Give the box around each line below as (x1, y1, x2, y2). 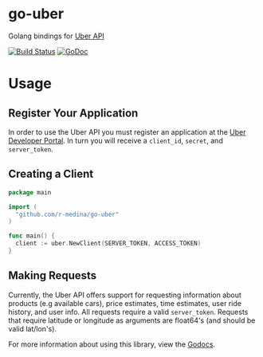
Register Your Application (8, 106, 139, 120)
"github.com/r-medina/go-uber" (15, 210, 120, 218)
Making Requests (8, 269, 97, 283)
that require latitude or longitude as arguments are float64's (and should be (8, 316, 256, 325)
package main (8, 188, 52, 196)
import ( (8, 202, 37, 211)
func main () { (8, 232, 56, 240)
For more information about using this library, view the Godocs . (8, 339, 216, 349)
